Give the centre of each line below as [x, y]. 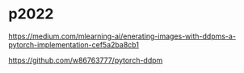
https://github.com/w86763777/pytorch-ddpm [86, 60]
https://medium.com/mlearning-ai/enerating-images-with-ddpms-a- [122, 36]
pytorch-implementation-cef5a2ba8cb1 [74, 44]
